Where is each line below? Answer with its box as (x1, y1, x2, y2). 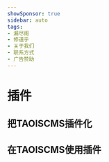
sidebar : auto (7, 17, 49, 24)
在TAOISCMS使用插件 (7, 144, 102, 156)
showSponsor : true (7, 10, 60, 17)
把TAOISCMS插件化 (7, 118, 92, 130)
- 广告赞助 (7, 56, 35, 63)
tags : (7, 23, 23, 30)
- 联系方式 (7, 50, 35, 57)
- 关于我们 (7, 43, 35, 50)
